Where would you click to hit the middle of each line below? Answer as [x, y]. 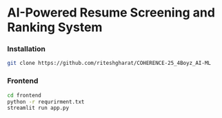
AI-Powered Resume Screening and [111, 13]
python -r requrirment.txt [46, 101]
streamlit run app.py [38, 108]
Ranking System [55, 27]
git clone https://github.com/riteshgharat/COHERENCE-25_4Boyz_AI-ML [109, 63]
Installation [27, 49]
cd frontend [24, 95]
